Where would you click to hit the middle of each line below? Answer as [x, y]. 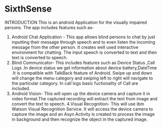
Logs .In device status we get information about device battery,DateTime [84, 68]
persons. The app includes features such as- [49, 27]
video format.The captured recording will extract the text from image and [84, 98]
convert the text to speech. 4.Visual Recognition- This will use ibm [78, 104]
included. [21, 88]
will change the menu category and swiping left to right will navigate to [82, 78]
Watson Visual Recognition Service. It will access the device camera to [82, 109]
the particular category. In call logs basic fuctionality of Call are [75, 83]
